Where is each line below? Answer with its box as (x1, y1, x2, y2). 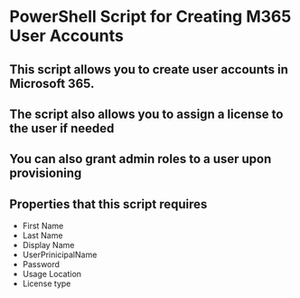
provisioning (9, 166, 82, 181)
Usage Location (22, 269, 82, 280)
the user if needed (9, 120, 115, 136)
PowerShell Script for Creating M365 (9, 6, 292, 27)
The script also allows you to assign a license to (9, 106, 284, 121)
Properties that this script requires (9, 197, 208, 212)
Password (22, 259, 61, 270)
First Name (22, 220, 64, 232)
